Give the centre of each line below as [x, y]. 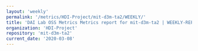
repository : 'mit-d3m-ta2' [39, 33]
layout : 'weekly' [27, 11]
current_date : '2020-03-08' [41, 39]
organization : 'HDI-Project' [42, 28]
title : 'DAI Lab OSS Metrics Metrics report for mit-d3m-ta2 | [85, 22]
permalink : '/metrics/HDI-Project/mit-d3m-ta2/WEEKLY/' [76, 17]
